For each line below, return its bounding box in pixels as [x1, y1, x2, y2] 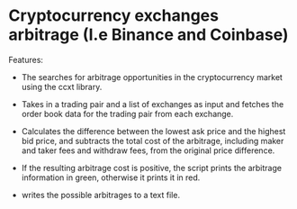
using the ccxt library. [21, 81, 103, 92]
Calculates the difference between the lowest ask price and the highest [21, 125, 286, 136]
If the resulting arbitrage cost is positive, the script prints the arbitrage [21, 162, 283, 173]
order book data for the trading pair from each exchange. [21, 108, 234, 119]
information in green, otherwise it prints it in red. [21, 172, 201, 183]
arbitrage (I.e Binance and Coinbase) [8, 24, 289, 45]
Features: [8, 54, 44, 65]
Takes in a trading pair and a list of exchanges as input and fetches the [21, 98, 284, 109]
